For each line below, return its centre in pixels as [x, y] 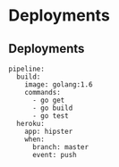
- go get [48, 100]
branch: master [60, 147]
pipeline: [27, 69]
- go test [50, 116]
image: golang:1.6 [59, 85]
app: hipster [49, 131]
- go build [52, 108]
